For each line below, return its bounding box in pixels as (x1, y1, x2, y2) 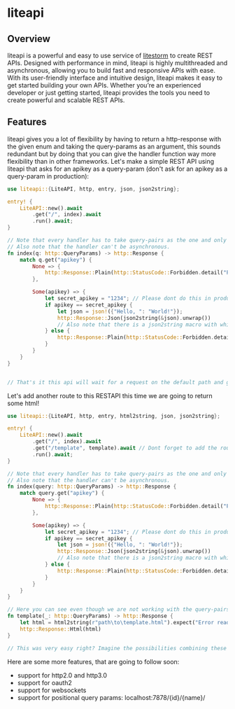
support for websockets (17, 686, 87, 694)
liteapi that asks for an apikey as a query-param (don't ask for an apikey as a (7, 164, 228, 173)
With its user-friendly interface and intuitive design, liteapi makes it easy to (7, 73, 222, 82)
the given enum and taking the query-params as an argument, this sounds (7, 142, 221, 150)
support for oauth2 (17, 678, 72, 687)
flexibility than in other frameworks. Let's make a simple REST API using (7, 157, 215, 165)
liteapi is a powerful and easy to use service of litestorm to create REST (7, 51, 213, 59)
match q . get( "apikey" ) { (20, 256, 92, 263)
